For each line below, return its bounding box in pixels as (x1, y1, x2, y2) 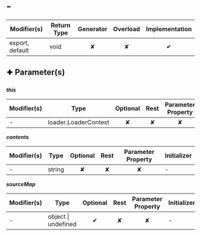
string (47, 165, 65, 173)
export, (9, 38, 29, 47)
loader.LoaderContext (47, 118, 109, 126)
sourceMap (6, 180, 36, 187)
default (9, 46, 29, 55)
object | (47, 212, 70, 220)
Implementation (145, 25, 192, 33)
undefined (47, 220, 77, 228)
